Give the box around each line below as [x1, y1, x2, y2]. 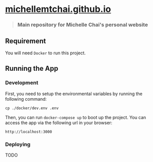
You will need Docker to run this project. [5, 50, 86, 56]
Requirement [5, 36, 46, 45]
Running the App [5, 64, 59, 73]
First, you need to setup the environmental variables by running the [5, 91, 143, 97]
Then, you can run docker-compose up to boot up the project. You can [5, 114, 147, 120]
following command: [5, 96, 47, 102]
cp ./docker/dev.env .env [5, 106, 59, 111]
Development [5, 79, 39, 86]
